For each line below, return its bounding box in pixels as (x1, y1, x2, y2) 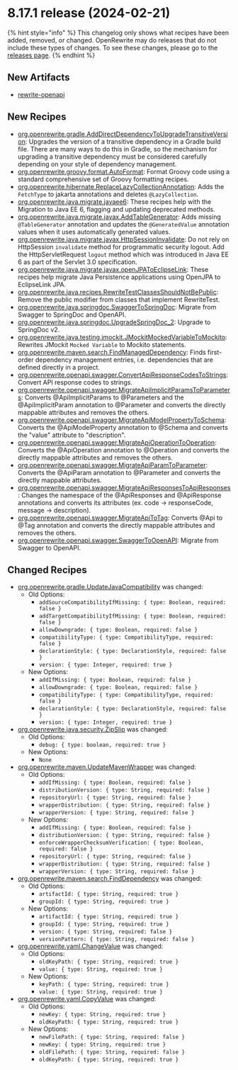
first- (208, 348, 222, 356)
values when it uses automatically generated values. (17, 227, 171, 236)
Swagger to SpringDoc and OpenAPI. (17, 310, 126, 319)
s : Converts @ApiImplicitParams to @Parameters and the (17, 393, 184, 402)
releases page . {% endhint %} (7, 51, 96, 59)
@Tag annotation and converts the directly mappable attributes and (17, 520, 215, 529)
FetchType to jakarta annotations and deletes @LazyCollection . (17, 190, 199, 198)
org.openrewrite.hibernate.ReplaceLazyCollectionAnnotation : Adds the (17, 182, 225, 190)
